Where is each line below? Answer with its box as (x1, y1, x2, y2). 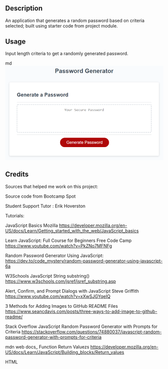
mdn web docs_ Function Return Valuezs (5, 343, 89, 350)
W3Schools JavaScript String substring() (5, 273, 90, 279)
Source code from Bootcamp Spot (5, 193, 76, 199)
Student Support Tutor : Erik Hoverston (5, 203, 86, 209)
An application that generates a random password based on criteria (5, 17, 144, 24)
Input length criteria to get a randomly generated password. (5, 51, 129, 57)
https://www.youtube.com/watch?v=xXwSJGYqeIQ (5, 293, 111, 299)
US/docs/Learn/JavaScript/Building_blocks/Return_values (5, 349, 124, 355)
